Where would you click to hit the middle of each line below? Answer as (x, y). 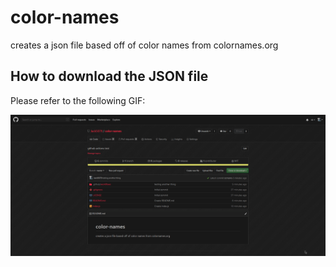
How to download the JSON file (109, 76)
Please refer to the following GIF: (78, 100)
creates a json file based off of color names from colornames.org (144, 45)
